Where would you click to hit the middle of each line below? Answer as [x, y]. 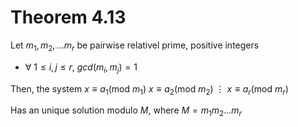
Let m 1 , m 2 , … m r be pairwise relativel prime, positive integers [135, 46]
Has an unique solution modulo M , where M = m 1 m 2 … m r [126, 111]
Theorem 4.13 [68, 17]
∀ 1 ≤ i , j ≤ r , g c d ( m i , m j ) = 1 [81, 68]
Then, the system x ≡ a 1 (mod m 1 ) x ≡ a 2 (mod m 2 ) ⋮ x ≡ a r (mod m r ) [149, 89]
